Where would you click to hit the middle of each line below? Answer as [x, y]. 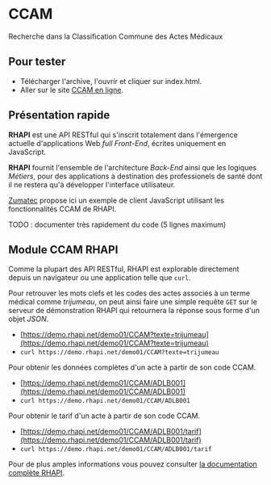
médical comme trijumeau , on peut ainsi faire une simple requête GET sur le [133, 302]
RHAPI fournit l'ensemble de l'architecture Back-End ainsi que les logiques [133, 167]
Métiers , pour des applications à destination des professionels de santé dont [135, 176]
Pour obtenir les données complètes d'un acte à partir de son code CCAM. [132, 367]
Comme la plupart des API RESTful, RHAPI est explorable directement [124, 269]
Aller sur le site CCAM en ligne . [71, 90]
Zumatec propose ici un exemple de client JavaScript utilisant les [116, 200]
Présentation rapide [59, 115]
